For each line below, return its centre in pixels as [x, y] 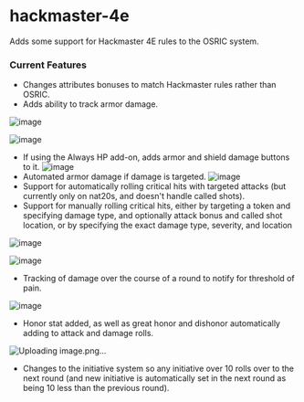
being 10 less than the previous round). [96, 388]
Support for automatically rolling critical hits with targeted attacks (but [154, 186]
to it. [31, 167]
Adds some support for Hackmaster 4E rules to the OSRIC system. [134, 41]
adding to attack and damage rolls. [88, 333]
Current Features [48, 65]
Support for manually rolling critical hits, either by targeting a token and [157, 206]
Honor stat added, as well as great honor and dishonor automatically [152, 323]
